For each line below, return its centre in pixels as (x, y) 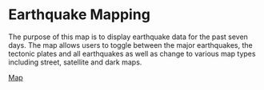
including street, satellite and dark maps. (75, 62)
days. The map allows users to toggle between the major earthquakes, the (131, 45)
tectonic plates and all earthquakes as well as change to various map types (132, 53)
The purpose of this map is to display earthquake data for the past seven (128, 37)
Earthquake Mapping (79, 15)
